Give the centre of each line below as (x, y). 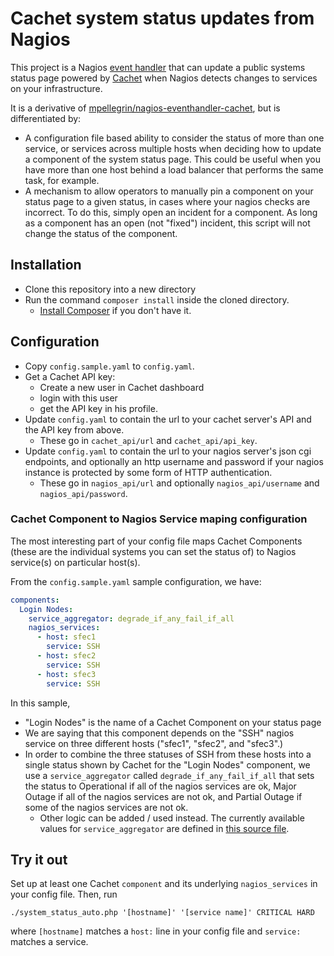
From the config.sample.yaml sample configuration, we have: (136, 581)
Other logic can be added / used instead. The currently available (172, 818)
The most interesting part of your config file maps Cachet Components (156, 541)
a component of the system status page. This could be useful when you (173, 159)
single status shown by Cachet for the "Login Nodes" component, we (167, 764)
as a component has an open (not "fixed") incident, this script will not (167, 223)
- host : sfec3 (66, 674)
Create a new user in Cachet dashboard (122, 387)
